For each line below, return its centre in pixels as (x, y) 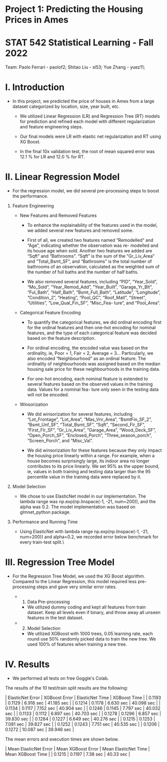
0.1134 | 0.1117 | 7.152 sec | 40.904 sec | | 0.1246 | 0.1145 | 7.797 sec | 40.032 (83, 708)
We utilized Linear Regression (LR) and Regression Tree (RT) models (90, 116)
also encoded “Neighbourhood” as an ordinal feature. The (86, 359)
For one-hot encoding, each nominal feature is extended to (87, 379)
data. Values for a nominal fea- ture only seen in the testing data (93, 389)
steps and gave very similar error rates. (77, 587)
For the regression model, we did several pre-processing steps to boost (86, 191)
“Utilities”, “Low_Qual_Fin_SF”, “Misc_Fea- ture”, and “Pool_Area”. (94, 303)
